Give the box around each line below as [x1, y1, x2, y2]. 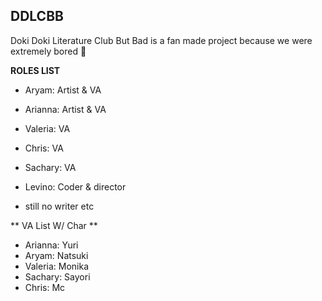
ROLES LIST [10, 64, 61, 76]
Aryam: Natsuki [24, 249, 89, 261]
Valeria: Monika [24, 260, 90, 272]
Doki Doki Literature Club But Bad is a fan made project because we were [10, 34, 313, 46]
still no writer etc [24, 200, 95, 212]
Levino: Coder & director [24, 180, 127, 193]
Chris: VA [24, 142, 64, 154]
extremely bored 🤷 [10, 45, 87, 57]
